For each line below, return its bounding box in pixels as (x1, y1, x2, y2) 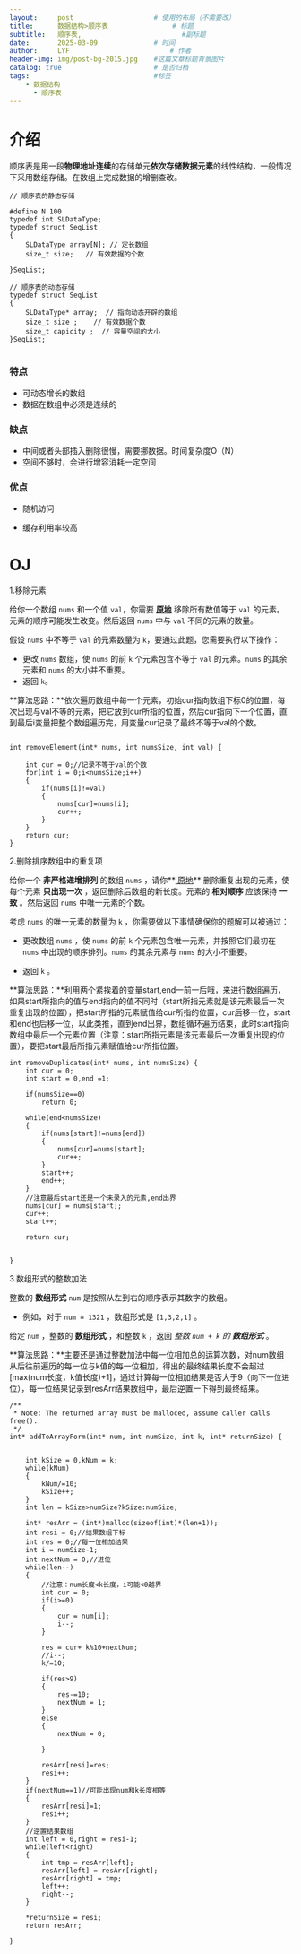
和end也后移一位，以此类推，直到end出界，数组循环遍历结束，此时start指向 (9, 1019, 289, 1029)
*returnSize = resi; (25, 1914, 102, 1923)
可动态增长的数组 (21, 387, 86, 398)
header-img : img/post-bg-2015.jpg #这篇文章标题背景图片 (9, 55, 225, 64)
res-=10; (56, 1690, 90, 1699)
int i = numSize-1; (25, 1546, 99, 1555)
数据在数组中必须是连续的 (21, 398, 117, 409)
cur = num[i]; (56, 1611, 110, 1621)
